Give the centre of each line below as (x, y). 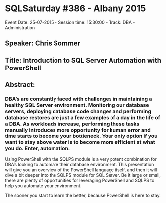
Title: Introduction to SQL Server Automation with (83, 60)
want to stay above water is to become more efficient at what (80, 142)
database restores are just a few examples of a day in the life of (83, 118)
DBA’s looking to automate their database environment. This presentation (80, 165)
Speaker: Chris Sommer (43, 43)
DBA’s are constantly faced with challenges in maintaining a (79, 99)
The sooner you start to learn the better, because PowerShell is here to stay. (83, 195)
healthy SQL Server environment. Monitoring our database (77, 105)
